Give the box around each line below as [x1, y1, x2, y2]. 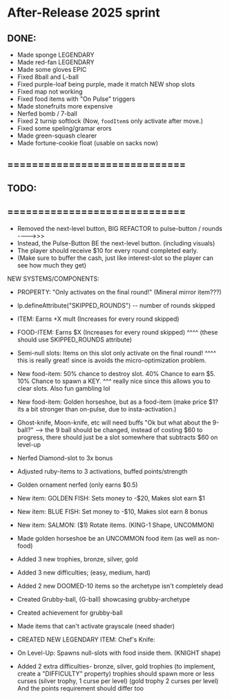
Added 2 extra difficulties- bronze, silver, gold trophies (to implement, [17, 662, 215, 670]
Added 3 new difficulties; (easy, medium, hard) [17, 568, 151, 577]
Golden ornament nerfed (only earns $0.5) [17, 481, 138, 489]
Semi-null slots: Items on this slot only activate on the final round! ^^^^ [17, 348, 216, 357]
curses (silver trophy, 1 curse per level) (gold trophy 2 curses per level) [17, 676, 219, 685]
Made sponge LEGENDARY [17, 50, 95, 59]
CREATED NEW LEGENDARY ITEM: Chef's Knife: [17, 635, 155, 644]
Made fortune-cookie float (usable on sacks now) [17, 139, 159, 147]
